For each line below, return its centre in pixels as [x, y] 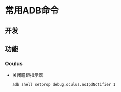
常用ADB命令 [32, 10]
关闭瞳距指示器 [28, 75]
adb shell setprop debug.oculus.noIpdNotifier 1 [64, 85]
